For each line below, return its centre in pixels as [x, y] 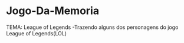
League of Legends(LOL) [36, 33]
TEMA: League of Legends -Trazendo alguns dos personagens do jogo [92, 27]
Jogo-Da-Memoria [52, 11]
